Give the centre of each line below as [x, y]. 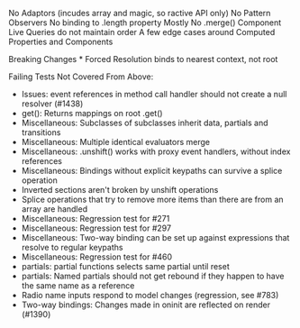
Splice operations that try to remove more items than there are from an [153, 199]
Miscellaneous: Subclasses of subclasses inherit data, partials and [145, 123]
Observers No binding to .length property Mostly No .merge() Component [145, 23]
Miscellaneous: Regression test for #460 [97, 257]
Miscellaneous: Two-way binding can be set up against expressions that [155, 237]
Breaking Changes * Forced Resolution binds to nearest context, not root [143, 59]
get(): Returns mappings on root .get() [92, 113]
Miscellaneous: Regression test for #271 [95, 219]
